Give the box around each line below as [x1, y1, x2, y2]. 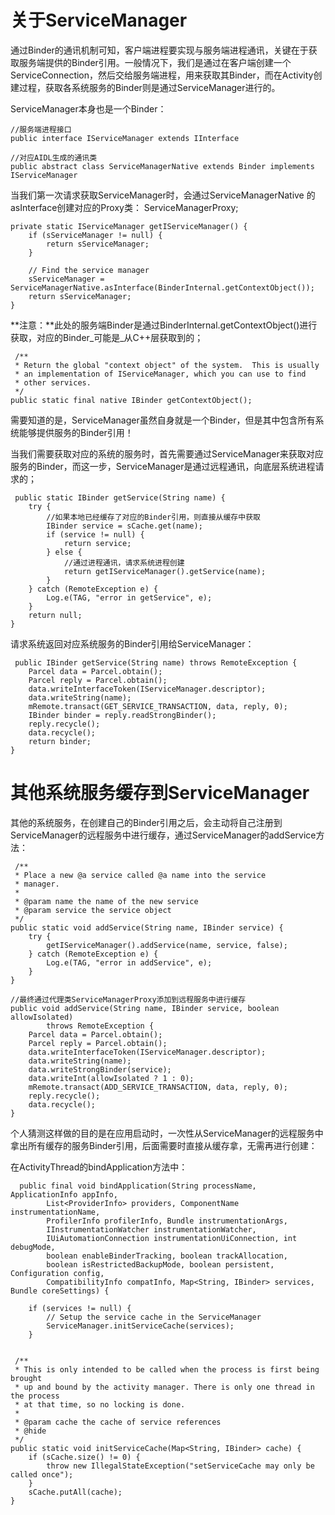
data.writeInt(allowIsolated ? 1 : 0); [28, 1073, 195, 1083]
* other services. [14, 377, 92, 388]
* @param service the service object [14, 905, 172, 915]
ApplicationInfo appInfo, [10, 1189, 118, 1200]
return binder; [28, 736, 92, 746]
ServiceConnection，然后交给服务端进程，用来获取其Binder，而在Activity [10, 69, 314, 81]
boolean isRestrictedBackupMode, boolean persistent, [46, 1259, 275, 1270]
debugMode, [10, 1242, 56, 1252]
